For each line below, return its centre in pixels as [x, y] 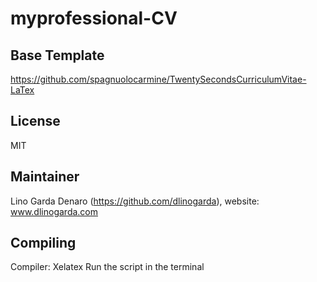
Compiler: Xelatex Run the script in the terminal [107, 267]
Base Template [57, 55]
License [35, 121]
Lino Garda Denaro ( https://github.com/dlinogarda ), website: [135, 201]
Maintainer [45, 177]
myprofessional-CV [94, 18]
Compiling [43, 243]
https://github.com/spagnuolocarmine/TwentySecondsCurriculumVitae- [158, 79]
